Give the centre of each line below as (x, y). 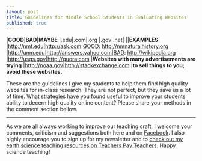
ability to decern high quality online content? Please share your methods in (99, 103)
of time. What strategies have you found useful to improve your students (96, 96)
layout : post (23, 12)
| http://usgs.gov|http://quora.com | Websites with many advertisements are (101, 59)
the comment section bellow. (42, 109)
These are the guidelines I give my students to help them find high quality (97, 84)
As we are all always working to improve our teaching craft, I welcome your (99, 126)
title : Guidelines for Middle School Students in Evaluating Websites (96, 17)
